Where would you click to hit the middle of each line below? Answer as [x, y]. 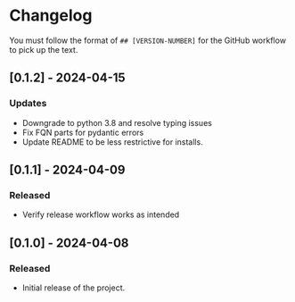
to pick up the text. [44, 49]
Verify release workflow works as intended [101, 214]
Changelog [51, 16]
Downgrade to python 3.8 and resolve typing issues [117, 122]
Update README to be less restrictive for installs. [112, 142]
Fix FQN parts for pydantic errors [83, 132]
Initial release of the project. [74, 288]
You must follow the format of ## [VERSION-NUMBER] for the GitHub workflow [148, 40]
